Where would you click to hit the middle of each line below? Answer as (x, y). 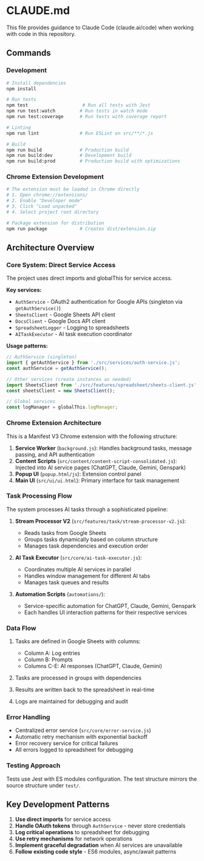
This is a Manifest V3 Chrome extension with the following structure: (92, 436)
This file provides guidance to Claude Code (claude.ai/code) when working (100, 27)
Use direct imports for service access (63, 819)
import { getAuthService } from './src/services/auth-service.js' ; (93, 363)
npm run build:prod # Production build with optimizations (93, 161)
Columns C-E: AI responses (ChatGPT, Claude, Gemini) (93, 666)
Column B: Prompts (48, 660)
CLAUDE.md (38, 11)
